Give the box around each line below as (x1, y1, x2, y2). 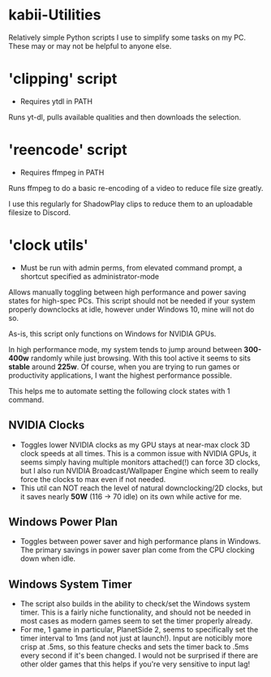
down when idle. (19, 554, 75, 563)
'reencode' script (8, 140, 127, 159)
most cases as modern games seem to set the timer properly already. (19, 616, 253, 626)
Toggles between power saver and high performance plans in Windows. (19, 537, 261, 546)
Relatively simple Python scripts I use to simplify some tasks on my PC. (8, 32, 246, 42)
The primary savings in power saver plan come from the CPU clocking (19, 545, 256, 555)
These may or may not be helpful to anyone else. (8, 41, 172, 50)
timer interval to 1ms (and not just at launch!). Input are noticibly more (19, 633, 253, 643)
